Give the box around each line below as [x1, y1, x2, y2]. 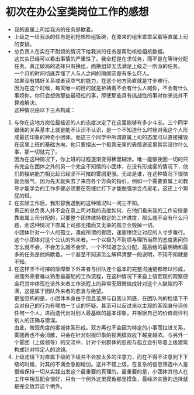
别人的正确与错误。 [13, 316, 61, 324]
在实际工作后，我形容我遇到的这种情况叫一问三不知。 [13, 199, 143, 206]
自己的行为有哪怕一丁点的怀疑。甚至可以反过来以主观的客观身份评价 [24, 302, 188, 309]
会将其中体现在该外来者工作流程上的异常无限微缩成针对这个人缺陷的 [13, 280, 178, 287]
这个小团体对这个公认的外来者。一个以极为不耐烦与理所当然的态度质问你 [13, 236, 188, 243]
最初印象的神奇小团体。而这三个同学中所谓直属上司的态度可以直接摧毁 [19, 133, 188, 141]
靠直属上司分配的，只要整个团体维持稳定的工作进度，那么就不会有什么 [13, 214, 183, 221]
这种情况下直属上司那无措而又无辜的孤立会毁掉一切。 [29, 221, 158, 229]
